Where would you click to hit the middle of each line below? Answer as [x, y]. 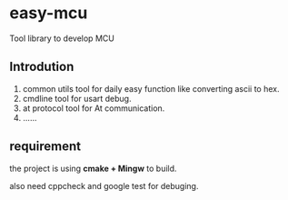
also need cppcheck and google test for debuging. [104, 185]
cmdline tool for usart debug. [77, 98]
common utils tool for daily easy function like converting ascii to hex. [151, 88]
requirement [45, 147]
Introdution [42, 67]
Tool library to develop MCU [62, 38]
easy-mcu [49, 13]
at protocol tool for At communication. [94, 108]
